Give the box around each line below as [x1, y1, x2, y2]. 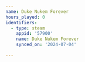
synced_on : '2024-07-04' [16, 42, 77, 48]
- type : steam [11, 25, 45, 31]
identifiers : [5, 19, 38, 25]
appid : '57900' [16, 31, 53, 37]
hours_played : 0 [5, 14, 45, 20]
